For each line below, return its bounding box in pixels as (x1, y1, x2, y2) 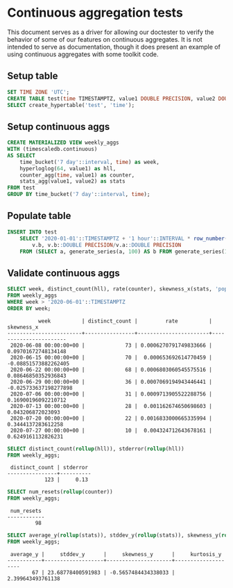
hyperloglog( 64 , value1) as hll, (19, 165, 116, 172)
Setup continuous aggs (7, 120, 110, 133)
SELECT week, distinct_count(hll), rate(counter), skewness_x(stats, (7, 286, 213, 293)
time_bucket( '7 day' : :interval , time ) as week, (19, 158, 159, 165)
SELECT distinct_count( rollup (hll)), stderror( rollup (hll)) (7, 445, 185, 452)
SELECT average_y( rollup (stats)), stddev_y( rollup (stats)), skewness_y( (7, 532, 222, 539)
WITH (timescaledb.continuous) (7, 146, 98, 153)
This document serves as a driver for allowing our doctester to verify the (7, 28, 214, 36)
